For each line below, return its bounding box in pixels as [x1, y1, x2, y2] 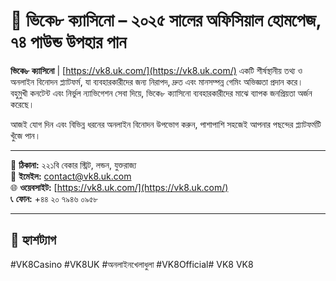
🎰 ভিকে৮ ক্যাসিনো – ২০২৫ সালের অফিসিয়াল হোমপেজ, [10, 9, 322, 32]
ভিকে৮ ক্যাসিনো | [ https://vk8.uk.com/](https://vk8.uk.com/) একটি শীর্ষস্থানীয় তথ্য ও [10, 64, 303, 76]
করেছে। [10, 98, 35, 110]
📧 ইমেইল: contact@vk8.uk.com [10, 170, 132, 182]
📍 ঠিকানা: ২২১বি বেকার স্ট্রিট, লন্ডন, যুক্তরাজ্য [10, 159, 137, 171]
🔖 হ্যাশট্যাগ [10, 232, 57, 249]
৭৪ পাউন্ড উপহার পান [10, 31, 127, 54]
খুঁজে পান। [10, 129, 42, 141]
